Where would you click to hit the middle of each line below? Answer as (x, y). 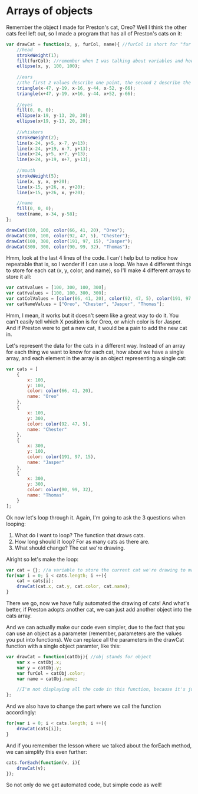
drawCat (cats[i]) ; (39, 729)
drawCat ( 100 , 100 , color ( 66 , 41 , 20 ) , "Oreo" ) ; (66, 230)
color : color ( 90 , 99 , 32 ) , (60, 490)
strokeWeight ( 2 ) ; (38, 138)
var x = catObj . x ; (39, 662)
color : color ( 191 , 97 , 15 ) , (62, 457)
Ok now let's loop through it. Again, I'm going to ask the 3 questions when (96, 517)
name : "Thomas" (46, 495)
